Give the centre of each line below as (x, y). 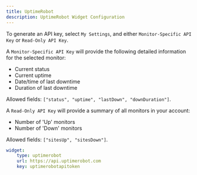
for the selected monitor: (36, 58)
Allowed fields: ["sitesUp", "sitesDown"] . (57, 139)
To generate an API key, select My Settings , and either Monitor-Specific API (99, 33)
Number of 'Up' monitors (45, 122)
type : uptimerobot (39, 156)
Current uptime (33, 75)
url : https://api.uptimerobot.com (59, 161)
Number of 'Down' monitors (48, 128)
